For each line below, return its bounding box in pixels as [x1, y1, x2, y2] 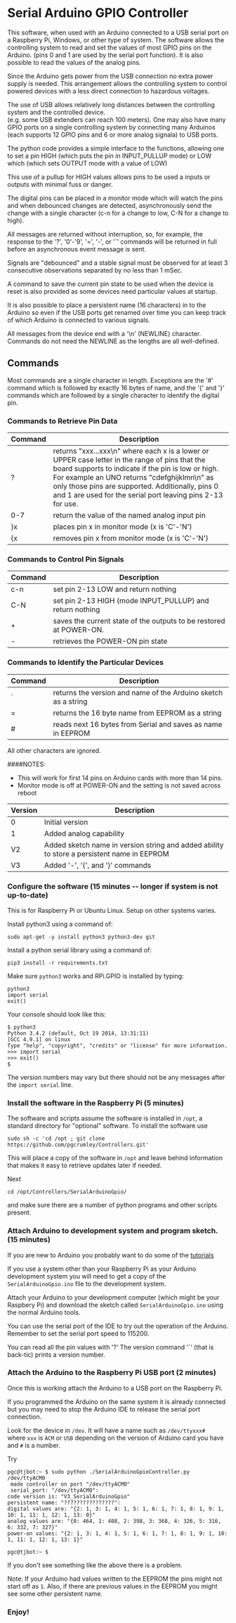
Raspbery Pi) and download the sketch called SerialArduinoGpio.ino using [7, 1300, 223, 1309]
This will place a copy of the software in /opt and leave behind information [7, 1154, 223, 1162]
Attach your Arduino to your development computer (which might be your [7, 1293, 220, 1301]
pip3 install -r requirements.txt [7, 959, 109, 966]
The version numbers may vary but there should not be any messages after [7, 1073, 225, 1081]
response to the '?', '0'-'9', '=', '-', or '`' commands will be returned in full [7, 237, 218, 246]
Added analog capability [44, 828, 125, 838]
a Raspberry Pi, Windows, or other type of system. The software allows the [7, 35, 225, 44]
